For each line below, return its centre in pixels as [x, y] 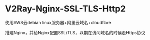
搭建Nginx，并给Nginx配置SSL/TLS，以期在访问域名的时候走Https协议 [75, 32]
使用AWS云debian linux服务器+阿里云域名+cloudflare [58, 22]
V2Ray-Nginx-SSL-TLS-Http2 [65, 9]
